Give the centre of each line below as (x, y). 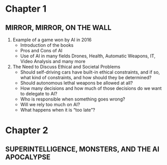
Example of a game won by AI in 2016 (52, 40)
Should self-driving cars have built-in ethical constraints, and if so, (90, 72)
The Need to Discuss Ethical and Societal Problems (66, 67)
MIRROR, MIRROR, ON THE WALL (59, 28)
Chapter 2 (27, 130)
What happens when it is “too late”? (58, 110)
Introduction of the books (47, 45)
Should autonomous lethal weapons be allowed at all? (77, 83)
